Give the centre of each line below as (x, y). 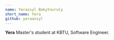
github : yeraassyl (24, 19)
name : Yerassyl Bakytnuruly (34, 10)
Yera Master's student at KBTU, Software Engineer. (57, 33)
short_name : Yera (23, 14)
